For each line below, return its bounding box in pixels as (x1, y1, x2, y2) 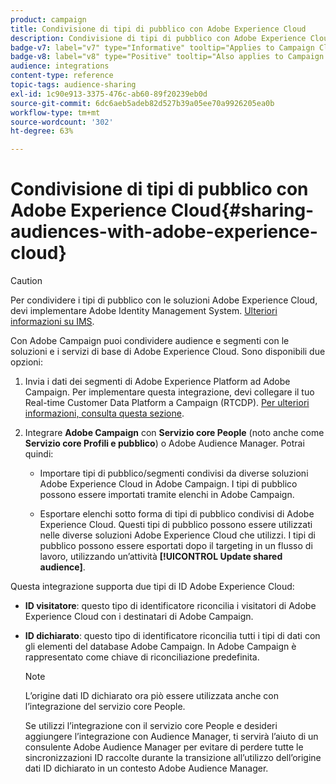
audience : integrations (10, 61, 110, 71)
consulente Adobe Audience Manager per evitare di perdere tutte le (24, 741, 304, 753)
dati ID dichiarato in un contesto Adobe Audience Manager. (24, 762, 269, 775)
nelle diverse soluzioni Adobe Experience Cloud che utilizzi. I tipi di (39, 529, 316, 541)
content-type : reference (10, 71, 114, 81)
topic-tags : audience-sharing (10, 80, 137, 90)
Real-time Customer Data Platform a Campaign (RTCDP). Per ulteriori (24, 397, 310, 409)
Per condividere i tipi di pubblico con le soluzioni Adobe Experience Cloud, (10, 294, 318, 306)
